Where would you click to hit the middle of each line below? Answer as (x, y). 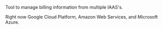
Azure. (12, 22)
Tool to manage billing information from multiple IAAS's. (64, 7)
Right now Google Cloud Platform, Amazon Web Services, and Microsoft (81, 17)
